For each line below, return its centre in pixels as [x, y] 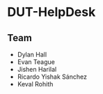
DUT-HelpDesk [51, 12]
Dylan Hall [32, 54]
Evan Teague [36, 62]
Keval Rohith [35, 84]
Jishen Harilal [37, 69]
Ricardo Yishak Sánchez [52, 77]
